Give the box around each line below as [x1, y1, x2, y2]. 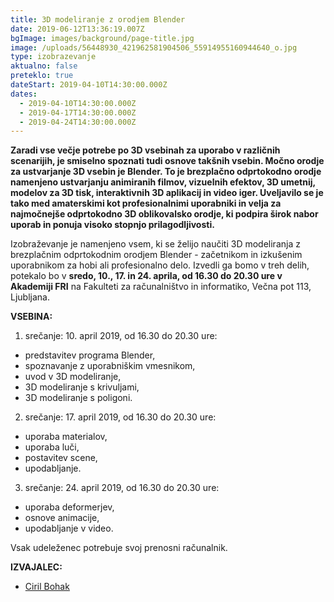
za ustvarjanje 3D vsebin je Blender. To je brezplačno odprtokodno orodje [10, 166, 322, 178]
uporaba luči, [24, 441, 80, 453]
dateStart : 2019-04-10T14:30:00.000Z [10, 80, 168, 90]
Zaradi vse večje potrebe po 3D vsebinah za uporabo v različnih [10, 144, 281, 156]
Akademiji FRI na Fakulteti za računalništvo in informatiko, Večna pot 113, [10, 281, 312, 293]
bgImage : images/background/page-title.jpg [10, 33, 195, 43]
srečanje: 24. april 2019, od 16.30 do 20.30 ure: [24, 482, 220, 494]
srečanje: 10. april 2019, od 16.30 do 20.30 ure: [24, 330, 218, 342]
